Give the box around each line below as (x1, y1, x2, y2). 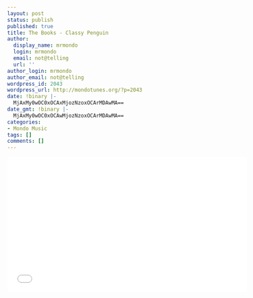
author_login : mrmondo (7, 67, 72, 74)
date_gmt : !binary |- (7, 106, 69, 113)
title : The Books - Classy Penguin (7, 29, 109, 36)
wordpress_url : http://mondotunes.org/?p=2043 (7, 87, 143, 93)
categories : (7, 118, 41, 126)
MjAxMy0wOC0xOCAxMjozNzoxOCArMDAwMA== (13, 100, 125, 106)
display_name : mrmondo (13, 42, 78, 49)
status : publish (7, 16, 53, 23)
